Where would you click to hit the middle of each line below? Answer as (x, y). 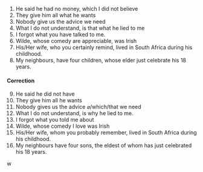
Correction (21, 81)
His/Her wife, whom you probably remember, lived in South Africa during (106, 133)
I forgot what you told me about (55, 120)
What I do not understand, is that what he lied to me (80, 28)
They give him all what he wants (56, 15)
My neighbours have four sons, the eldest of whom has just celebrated (104, 145)
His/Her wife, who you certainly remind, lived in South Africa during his (104, 47)
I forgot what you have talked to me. (60, 35)
